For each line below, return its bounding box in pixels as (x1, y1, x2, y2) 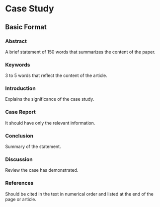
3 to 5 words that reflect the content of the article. (5, 72, 108, 78)
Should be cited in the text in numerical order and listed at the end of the (5, 191, 154, 197)
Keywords (5, 61, 30, 68)
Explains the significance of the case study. (5, 96, 94, 102)
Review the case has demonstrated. (5, 167, 79, 173)
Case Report (5, 109, 36, 116)
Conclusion (5, 132, 34, 139)
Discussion (5, 156, 33, 163)
